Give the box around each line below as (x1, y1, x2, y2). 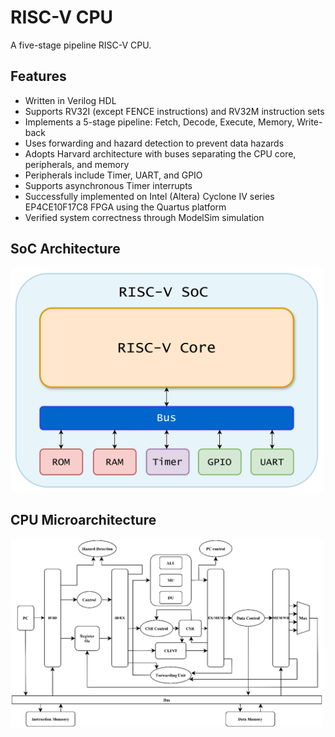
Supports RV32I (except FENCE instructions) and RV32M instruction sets (24, 105, 325, 117)
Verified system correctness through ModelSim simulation (24, 211, 265, 223)
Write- (296, 116, 323, 128)
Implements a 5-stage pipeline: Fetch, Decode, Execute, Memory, (24, 116, 295, 128)
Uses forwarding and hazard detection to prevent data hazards (24, 137, 285, 149)
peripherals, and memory (24, 158, 130, 170)
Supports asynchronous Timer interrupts (24, 179, 193, 191)
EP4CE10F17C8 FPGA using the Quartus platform (24, 201, 227, 213)
